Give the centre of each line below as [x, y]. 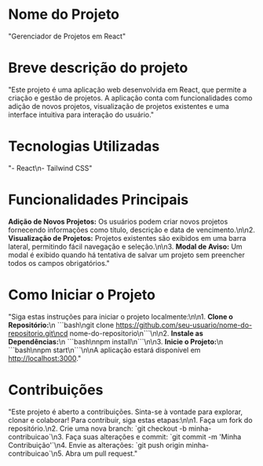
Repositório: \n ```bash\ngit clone [61, 325]
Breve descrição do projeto [98, 68]
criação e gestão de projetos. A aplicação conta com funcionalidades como [130, 98]
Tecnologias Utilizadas [84, 146]
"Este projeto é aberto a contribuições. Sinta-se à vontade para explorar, [126, 411]
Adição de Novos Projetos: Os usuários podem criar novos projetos [118, 221]
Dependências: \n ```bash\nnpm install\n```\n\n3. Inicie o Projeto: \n [116, 341]
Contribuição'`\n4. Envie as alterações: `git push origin [96, 445]
